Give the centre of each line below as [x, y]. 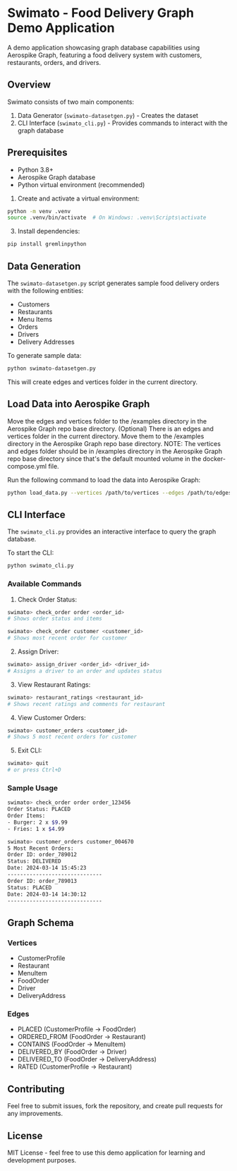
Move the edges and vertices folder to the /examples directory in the [107, 421]
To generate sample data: [44, 355]
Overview [29, 85]
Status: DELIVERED [34, 861]
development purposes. [42, 1160]
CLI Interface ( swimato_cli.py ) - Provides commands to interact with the [122, 123]
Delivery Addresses [46, 342]
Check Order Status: [47, 599]
